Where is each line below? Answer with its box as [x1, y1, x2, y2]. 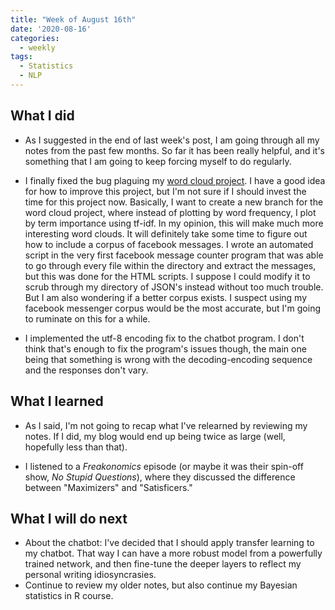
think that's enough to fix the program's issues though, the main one [24, 342, 307, 355]
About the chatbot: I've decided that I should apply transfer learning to [24, 537, 315, 549]
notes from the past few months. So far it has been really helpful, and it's [24, 144, 325, 156]
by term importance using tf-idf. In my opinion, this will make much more [24, 217, 324, 229]
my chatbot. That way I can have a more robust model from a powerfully [24, 547, 323, 560]
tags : [10, 52, 33, 62]
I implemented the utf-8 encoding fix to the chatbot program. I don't [24, 332, 305, 344]
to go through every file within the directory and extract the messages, [24, 259, 317, 271]
